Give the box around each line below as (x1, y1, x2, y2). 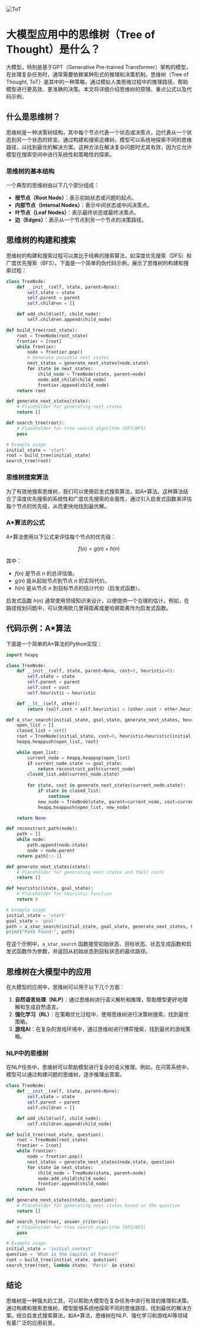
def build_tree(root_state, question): (6, 1131, 104, 1138)
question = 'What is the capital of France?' (6, 1252, 120, 1258)
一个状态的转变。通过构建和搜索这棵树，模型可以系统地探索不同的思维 (21, 136, 192, 143)
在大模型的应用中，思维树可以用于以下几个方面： (6, 984, 125, 991)
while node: (16, 837, 46, 843)
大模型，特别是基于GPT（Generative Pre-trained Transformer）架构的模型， (6, 63, 192, 70)
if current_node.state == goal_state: (27, 760, 123, 766)
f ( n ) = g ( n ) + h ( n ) (78, 545, 120, 552)
